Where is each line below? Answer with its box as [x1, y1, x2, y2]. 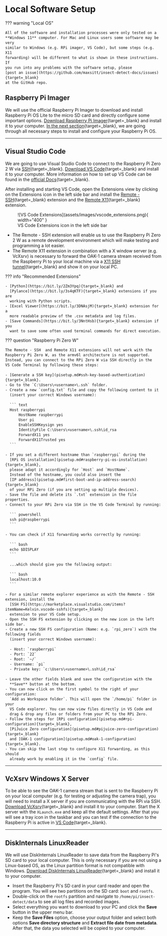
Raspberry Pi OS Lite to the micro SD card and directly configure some [5, 112, 150, 118]
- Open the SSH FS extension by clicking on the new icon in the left [5, 617, 155, 622]
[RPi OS [9, 457, 26, 462]
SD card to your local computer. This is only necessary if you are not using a [5, 857, 162, 863]
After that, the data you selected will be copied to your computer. [12, 925, 146, 931]
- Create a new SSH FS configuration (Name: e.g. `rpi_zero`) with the [5, 627, 157, 632]
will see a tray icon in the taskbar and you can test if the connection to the [5, 814, 157, 820]
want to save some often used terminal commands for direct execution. [9, 328, 162, 334]
